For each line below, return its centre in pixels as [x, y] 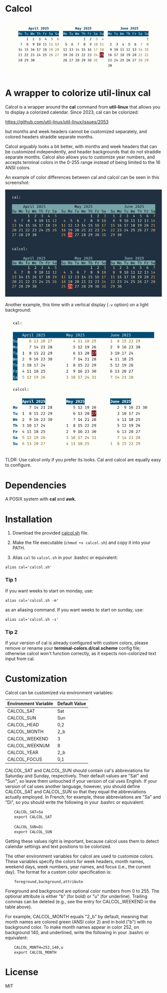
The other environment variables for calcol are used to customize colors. [80, 856]
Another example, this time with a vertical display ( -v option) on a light [77, 305]
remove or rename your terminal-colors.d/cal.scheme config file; [73, 648]
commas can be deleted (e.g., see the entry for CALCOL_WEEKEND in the [81, 901]
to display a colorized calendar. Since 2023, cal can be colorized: [72, 112]
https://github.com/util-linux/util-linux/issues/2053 [57, 122]
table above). [19, 907]
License [22, 972]
